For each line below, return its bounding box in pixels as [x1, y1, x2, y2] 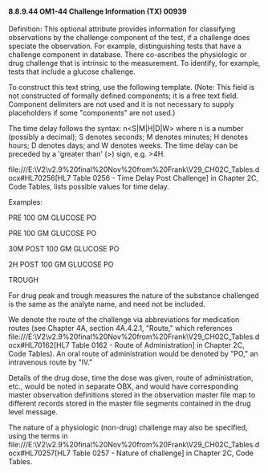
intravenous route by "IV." [8, 357, 93, 367]
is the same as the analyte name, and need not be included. [8, 300, 206, 309]
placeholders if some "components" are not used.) [8, 108, 176, 118]
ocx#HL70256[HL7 [8, 173, 71, 183]
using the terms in [8, 431, 68, 441]
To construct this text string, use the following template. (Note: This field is [8, 83, 255, 92]
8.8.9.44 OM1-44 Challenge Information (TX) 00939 [8, 6, 187, 16]
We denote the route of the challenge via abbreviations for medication [8, 315, 240, 324]
